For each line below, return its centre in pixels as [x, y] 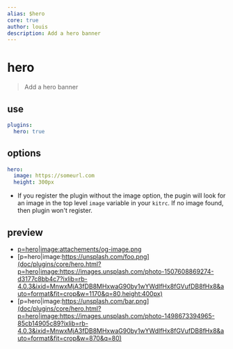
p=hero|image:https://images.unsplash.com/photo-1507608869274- [115, 272]
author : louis [28, 27]
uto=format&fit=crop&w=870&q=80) [69, 338]
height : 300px [34, 182]
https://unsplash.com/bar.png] [105, 301]
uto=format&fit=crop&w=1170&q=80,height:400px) [90, 294]
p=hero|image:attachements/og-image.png [79, 249]
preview [25, 232]
